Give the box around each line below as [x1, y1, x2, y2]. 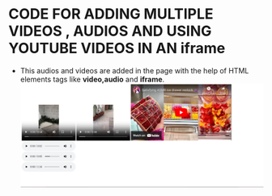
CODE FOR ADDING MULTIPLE [8, 5, 214, 23]
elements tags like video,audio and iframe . [19, 74, 165, 84]
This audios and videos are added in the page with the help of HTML [19, 65, 249, 75]
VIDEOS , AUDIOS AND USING [8, 22, 212, 40]
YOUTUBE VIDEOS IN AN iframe [8, 40, 226, 57]
